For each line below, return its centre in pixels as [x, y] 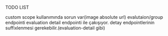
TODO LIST [17, 7]
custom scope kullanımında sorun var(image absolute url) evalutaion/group [84, 17]
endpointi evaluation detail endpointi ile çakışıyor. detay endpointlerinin [80, 23]
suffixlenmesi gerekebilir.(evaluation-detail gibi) [55, 28]
